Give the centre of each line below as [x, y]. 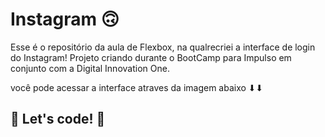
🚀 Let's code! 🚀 [58, 119]
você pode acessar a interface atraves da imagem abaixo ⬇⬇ [137, 87]
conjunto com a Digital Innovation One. [90, 68]
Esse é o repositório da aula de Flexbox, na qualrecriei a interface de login [163, 47]
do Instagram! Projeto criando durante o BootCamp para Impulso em [151, 57]
